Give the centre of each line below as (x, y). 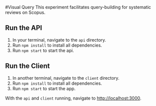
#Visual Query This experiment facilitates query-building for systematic (78, 7)
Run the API (24, 28)
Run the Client (28, 66)
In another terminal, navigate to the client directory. (66, 78)
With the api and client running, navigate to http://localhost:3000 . (73, 98)
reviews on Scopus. (25, 12)
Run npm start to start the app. (44, 88)
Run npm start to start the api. (43, 50)
